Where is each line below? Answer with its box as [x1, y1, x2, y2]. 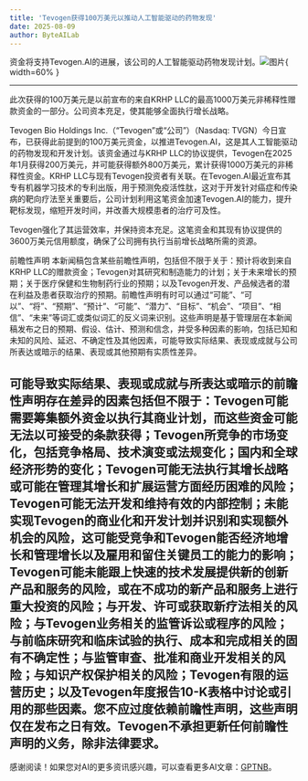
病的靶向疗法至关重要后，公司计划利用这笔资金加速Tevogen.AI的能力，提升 [9, 194, 292, 205]
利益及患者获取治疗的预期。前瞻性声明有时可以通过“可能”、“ [16, 290, 245, 301]
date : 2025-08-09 [9, 22, 76, 31]
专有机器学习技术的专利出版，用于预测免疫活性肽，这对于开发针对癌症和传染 [9, 182, 298, 193]
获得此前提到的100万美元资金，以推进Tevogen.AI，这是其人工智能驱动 [33, 136, 298, 147]
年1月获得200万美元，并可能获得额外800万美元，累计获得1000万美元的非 [9, 159, 286, 170]
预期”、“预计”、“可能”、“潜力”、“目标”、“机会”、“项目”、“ [55, 301, 273, 311]
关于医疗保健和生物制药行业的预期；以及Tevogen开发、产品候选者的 [25, 278, 282, 289]
